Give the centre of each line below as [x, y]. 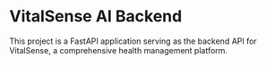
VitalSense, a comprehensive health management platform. [119, 50]
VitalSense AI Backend [96, 16]
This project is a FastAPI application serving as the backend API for [133, 41]
